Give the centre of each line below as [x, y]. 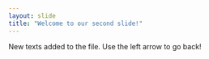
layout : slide [32, 16]
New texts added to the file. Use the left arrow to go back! [105, 46]
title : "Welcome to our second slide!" [76, 23]
